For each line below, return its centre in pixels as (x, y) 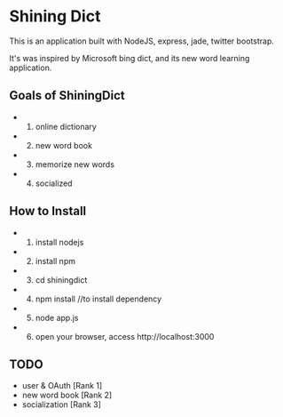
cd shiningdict (61, 280)
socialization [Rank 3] (62, 405)
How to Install (48, 211)
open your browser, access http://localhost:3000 (125, 336)
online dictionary (66, 126)
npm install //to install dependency (98, 299)
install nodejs (59, 242)
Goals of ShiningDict (67, 96)
